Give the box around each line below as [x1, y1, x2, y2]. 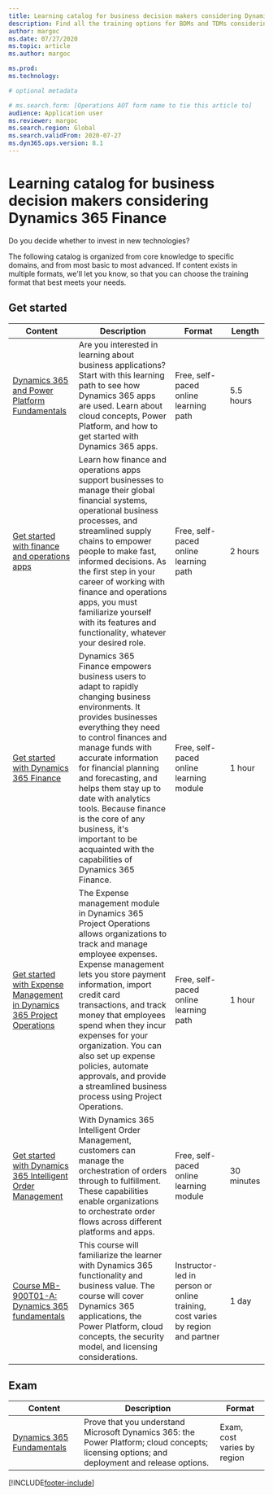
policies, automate [78, 1060, 149, 1071]
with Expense [12, 978, 64, 990]
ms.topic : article [8, 42, 71, 50]
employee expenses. [78, 948, 158, 960]
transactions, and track [78, 999, 167, 1010]
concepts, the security [78, 1331, 165, 1342]
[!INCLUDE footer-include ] [8, 1478, 95, 1488]
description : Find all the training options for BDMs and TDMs [8, 20, 227, 28]
